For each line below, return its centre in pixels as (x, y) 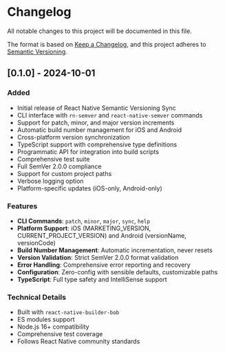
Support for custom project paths (64, 173)
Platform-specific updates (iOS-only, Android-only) (90, 188)
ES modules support (46, 320)
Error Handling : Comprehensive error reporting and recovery (104, 265)
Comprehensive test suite (53, 159)
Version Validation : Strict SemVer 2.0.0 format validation (98, 257)
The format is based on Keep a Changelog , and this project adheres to (107, 44)
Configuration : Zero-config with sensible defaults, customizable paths (117, 272)
